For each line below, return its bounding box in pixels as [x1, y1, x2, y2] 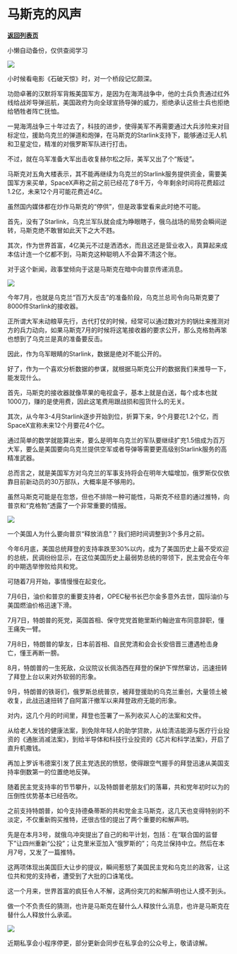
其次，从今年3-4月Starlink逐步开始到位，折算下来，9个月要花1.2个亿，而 [7, 412, 219, 421]
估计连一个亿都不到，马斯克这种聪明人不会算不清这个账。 [13, 250, 181, 258]
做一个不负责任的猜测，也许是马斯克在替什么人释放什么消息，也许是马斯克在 [7, 901, 230, 910]
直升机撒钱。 [7, 744, 44, 752]
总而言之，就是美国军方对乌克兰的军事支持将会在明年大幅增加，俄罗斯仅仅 [7, 469, 224, 477]
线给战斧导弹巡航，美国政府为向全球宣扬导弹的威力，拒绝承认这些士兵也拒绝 [7, 98, 230, 107]
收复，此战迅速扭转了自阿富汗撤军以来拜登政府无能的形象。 [7, 696, 181, 704]
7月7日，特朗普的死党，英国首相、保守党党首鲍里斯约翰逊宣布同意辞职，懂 [7, 615, 224, 624]
